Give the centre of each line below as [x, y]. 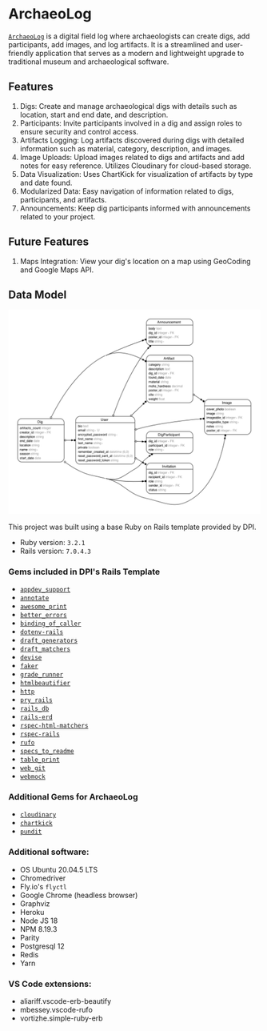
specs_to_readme [47, 752]
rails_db [34, 709]
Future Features [49, 242]
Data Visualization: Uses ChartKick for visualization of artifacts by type [136, 174]
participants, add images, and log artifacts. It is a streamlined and [116, 44]
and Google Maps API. [57, 270]
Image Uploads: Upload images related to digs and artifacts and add [132, 157]
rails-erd [36, 717]
